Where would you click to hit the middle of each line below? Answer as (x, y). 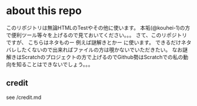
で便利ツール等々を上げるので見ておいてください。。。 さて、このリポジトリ (96, 35)
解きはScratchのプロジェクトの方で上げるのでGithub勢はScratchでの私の (95, 57)
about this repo (44, 11)
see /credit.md (24, 97)
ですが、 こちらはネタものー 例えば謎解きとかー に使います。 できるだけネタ (99, 42)
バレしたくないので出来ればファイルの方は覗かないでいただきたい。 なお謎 (97, 49)
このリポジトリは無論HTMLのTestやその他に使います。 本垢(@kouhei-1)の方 (98, 28)
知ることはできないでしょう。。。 (55, 64)
